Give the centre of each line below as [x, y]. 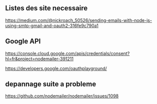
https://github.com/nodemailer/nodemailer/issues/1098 [62, 96]
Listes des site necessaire [46, 8]
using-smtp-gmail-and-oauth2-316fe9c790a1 [52, 25]
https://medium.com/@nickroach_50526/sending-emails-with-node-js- [79, 20]
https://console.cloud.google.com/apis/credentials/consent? [67, 53]
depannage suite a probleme [51, 84]
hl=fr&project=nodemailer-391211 [39, 58]
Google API [23, 41]
